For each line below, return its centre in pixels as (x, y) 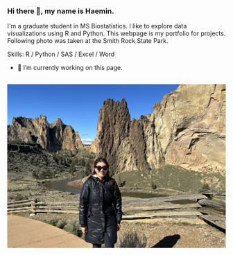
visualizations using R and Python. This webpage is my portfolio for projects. (116, 33)
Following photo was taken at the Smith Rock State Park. (88, 41)
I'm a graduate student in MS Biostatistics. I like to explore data (97, 26)
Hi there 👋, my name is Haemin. (61, 11)
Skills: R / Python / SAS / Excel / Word (61, 54)
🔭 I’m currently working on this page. (70, 68)
